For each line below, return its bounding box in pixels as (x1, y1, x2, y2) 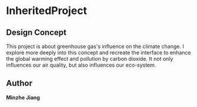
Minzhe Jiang (6, 94, 40, 101)
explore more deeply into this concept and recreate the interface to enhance (6, 49, 191, 56)
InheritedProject (6, 4, 87, 18)
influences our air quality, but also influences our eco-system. (6, 61, 156, 68)
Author (6, 78, 32, 88)
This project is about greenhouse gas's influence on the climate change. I (6, 43, 184, 50)
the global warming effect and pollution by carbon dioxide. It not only (6, 56, 173, 62)
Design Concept (6, 27, 66, 37)
